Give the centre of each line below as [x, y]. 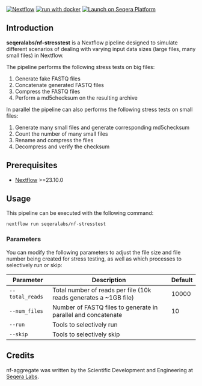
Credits [20, 356]
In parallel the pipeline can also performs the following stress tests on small [99, 109]
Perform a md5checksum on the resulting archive [76, 98]
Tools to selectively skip [86, 334]
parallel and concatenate [87, 315]
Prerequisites [32, 165]
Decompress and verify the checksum [62, 146]
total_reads [26, 297]
